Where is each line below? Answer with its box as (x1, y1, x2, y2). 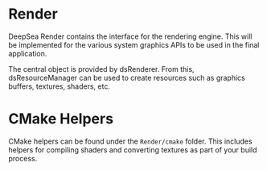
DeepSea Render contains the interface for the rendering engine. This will (8, 31, 253, 41)
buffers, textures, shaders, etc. (8, 81, 111, 91)
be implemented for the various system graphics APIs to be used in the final (8, 40, 260, 49)
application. (8, 48, 47, 58)
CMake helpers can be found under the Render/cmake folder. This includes (8, 136, 253, 146)
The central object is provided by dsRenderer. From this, (8, 64, 195, 73)
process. (8, 153, 38, 163)
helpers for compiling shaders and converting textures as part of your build (8, 144, 257, 154)
